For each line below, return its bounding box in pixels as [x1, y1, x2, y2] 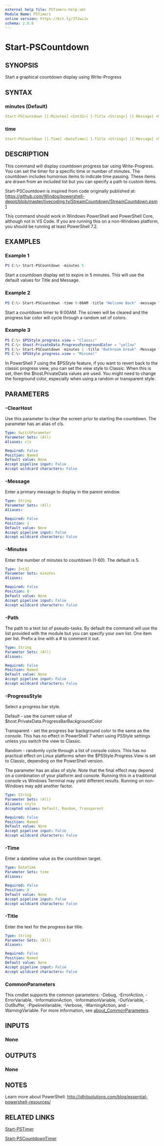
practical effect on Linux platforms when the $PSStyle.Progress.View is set [5, 753, 156, 759]
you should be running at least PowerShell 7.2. [5, 223, 98, 229]
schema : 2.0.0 [5, 20, 34, 26]
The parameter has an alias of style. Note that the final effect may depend [5, 767, 154, 774]
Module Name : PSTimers [5, 12, 51, 17]
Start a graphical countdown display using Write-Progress [5, 74, 122, 80]
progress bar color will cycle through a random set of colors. [5, 314, 127, 320]
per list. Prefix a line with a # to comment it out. [5, 635, 100, 641]
